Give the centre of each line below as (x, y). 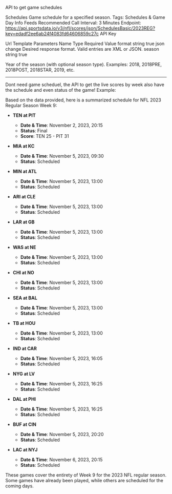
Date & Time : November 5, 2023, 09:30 (62, 156)
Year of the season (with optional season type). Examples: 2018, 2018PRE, (84, 64)
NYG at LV (24, 374)
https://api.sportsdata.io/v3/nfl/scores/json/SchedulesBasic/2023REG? (80, 28)
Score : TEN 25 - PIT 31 (45, 136)
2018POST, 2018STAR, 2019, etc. (40, 70)
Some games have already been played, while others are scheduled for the (84, 480)
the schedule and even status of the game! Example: (61, 90)
